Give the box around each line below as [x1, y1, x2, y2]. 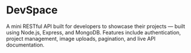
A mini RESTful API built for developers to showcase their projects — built [6, 23, 185, 30]
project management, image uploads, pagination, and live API [6, 35, 156, 42]
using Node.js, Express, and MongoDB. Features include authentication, [6, 29, 182, 36]
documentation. [6, 41, 45, 48]
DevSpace [6, 3, 58, 17]
